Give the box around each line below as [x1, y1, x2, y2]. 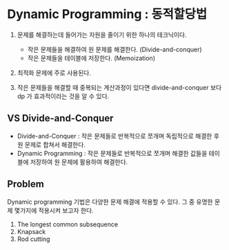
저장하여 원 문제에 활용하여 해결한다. [30, 157, 128, 166]
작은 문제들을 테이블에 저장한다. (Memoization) [27, 53, 155, 62]
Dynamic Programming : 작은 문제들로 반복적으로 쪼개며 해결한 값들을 [17, 149, 208, 157]
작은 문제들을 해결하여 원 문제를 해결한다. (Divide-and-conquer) [27, 45, 202, 53]
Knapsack [17, 227, 46, 235]
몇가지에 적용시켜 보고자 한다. [14, 206, 94, 215]
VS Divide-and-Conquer [7, 112, 114, 125]
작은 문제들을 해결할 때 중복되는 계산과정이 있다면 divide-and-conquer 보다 [17, 83, 222, 91]
